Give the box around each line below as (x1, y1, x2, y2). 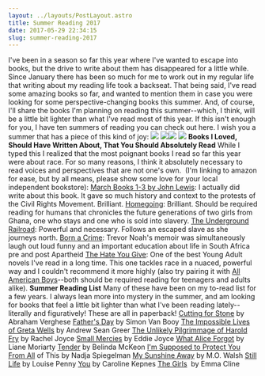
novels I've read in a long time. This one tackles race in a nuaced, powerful (8, 258, 252, 268)
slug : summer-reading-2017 (8, 33, 97, 42)
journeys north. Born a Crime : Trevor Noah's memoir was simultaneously (8, 233, 246, 242)
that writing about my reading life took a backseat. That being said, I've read (8, 81, 257, 90)
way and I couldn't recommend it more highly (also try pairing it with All (8, 267, 240, 276)
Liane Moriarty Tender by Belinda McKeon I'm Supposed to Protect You (8, 342, 241, 352)
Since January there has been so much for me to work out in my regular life (8, 72, 255, 82)
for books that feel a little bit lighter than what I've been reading (8, 300, 215, 310)
